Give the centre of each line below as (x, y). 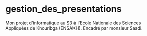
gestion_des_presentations (63, 9)
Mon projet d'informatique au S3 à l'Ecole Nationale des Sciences (73, 23)
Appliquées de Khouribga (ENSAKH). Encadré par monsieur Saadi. (74, 28)
